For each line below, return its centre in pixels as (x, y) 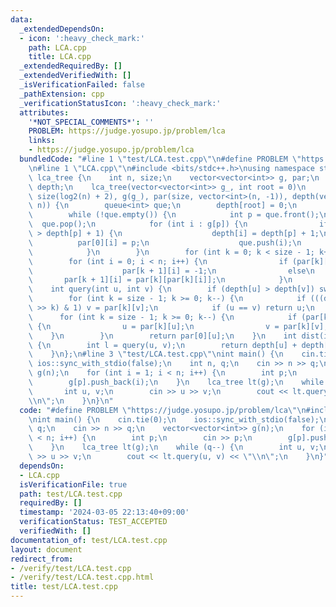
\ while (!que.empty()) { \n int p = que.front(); (174, 215)
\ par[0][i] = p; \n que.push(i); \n (165, 242)
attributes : (44, 112)
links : (42, 141)
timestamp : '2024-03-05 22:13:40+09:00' (104, 512)
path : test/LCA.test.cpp (71, 494)
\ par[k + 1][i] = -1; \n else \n (171, 271)
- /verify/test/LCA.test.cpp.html (82, 577)
